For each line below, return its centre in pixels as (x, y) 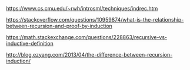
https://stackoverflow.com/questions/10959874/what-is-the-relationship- (95, 20)
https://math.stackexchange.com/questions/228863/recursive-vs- (87, 37)
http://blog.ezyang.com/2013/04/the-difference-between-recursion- (89, 55)
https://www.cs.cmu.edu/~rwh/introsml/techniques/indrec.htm (82, 8)
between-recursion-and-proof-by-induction (59, 26)
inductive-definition (30, 43)
